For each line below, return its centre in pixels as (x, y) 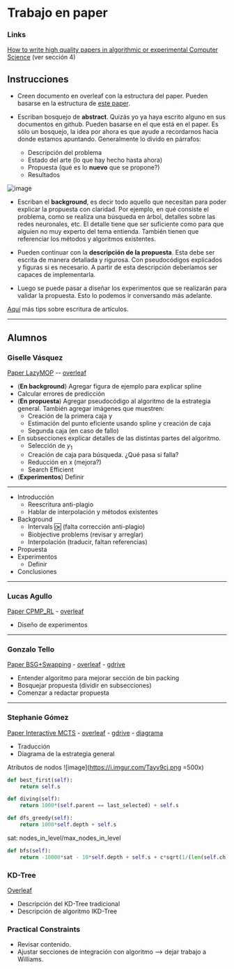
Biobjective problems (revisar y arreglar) (86, 534)
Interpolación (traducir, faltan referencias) (87, 541)
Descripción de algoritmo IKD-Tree (67, 911)
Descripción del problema (65, 153)
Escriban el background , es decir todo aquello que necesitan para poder (122, 202)
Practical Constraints (44, 929)
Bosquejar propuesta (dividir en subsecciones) (84, 686)
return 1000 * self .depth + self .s (68, 825)
